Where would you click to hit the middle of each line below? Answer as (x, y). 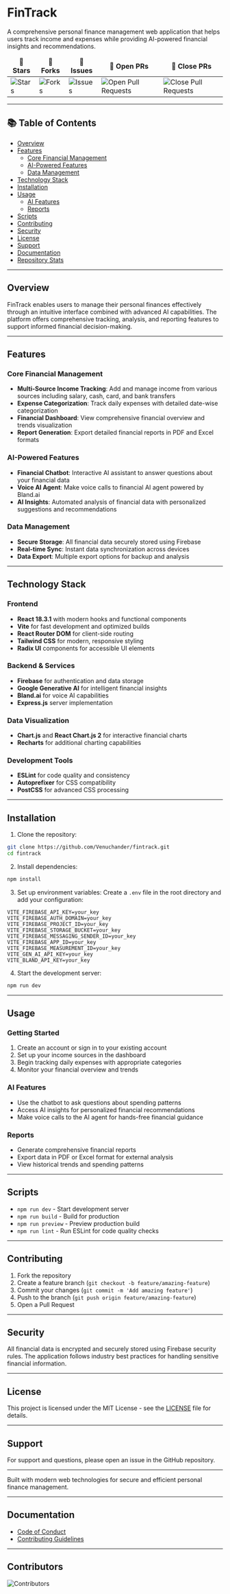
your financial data (43, 480)
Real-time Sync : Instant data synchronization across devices (103, 549)
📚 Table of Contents (52, 123)
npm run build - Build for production (68, 1216)
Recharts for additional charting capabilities (79, 743)
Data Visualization (38, 720)
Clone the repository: (47, 835)
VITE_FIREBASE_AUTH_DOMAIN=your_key (59, 918)
